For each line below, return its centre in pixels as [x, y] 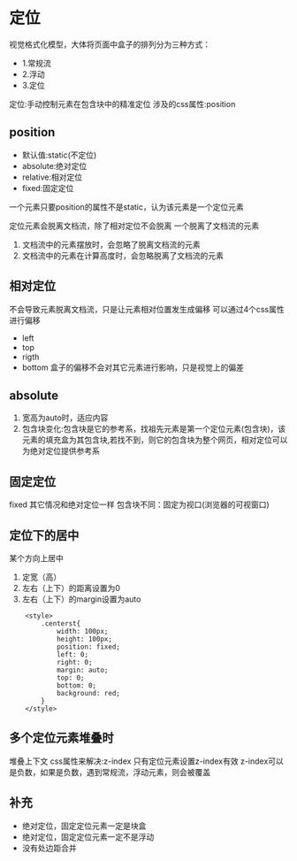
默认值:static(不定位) [59, 155]
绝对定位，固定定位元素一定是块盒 [84, 826]
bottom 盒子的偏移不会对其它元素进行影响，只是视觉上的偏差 [133, 367]
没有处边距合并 [49, 848]
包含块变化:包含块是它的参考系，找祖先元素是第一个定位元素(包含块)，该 [154, 429]
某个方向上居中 [36, 558]
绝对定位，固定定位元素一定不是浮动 [88, 836]
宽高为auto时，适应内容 [65, 418]
